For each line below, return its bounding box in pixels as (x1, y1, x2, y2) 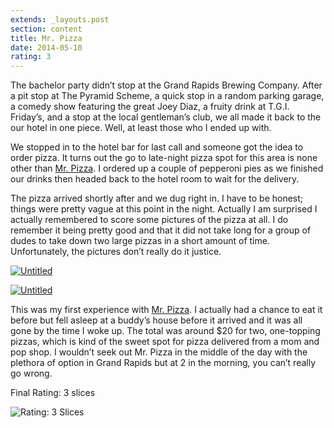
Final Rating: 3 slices (10, 387, 96, 399)
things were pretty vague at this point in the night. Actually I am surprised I (10, 203, 318, 215)
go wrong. (10, 367, 53, 380)
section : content (10, 24, 83, 34)
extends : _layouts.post (10, 14, 110, 25)
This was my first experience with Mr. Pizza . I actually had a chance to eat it (10, 304, 323, 316)
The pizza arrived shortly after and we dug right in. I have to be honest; (10, 192, 304, 205)
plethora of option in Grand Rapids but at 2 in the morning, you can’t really (10, 357, 317, 369)
